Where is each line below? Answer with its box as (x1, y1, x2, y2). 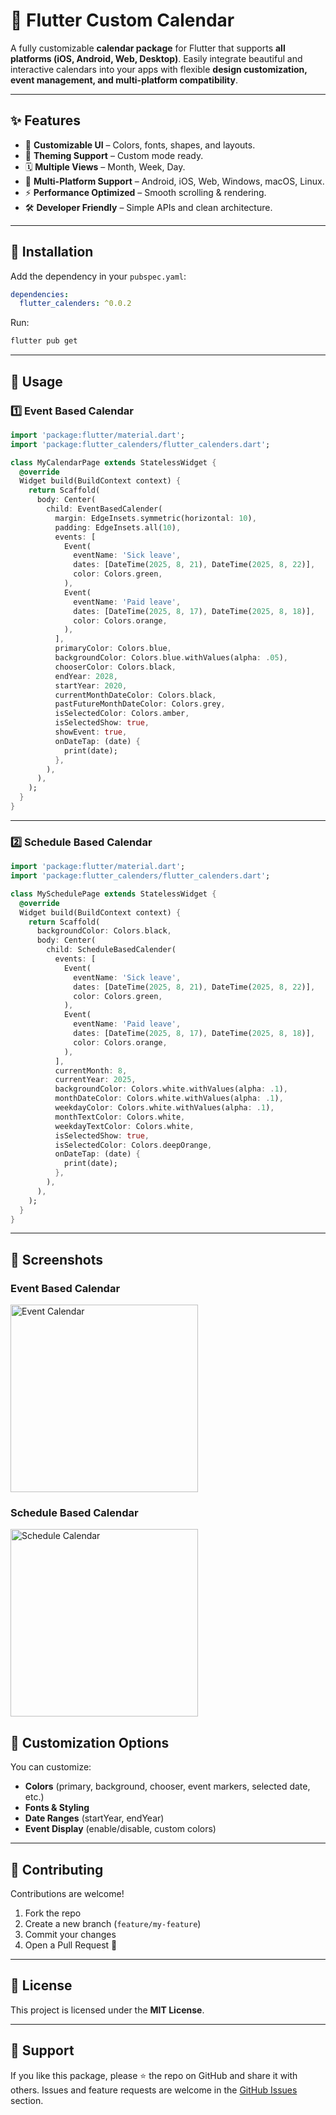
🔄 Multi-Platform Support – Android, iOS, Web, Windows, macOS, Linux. (24, 175, 325, 187)
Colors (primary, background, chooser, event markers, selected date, (24, 1780, 311, 1793)
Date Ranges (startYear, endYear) (24, 1812, 165, 1824)
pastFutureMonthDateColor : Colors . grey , (54, 699, 226, 709)
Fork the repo (24, 1907, 82, 1919)
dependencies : (10, 289, 70, 299)
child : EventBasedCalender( (46, 504, 163, 514)
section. (10, 2094, 44, 2106)
